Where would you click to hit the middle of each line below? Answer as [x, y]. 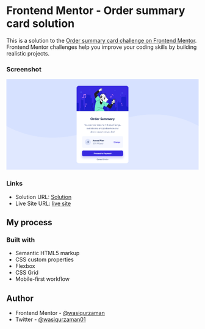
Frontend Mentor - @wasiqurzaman [60, 313]
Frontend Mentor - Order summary [96, 11]
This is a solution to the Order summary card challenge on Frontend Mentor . [102, 40]
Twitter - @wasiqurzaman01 [50, 319]
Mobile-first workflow [42, 279]
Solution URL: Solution [43, 197]
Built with [21, 240]
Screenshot [24, 69]
